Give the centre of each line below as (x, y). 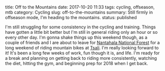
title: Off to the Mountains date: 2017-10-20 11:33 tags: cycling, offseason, (80, 7)
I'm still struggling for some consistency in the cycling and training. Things (81, 27)
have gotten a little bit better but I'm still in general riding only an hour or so (81, 32)
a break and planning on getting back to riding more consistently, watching (81, 58)
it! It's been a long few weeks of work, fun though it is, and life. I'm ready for (82, 53)
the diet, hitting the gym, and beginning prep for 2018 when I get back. (77, 63)
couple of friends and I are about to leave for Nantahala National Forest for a (82, 43)
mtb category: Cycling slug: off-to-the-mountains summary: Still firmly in (79, 12)
